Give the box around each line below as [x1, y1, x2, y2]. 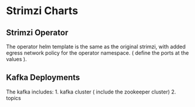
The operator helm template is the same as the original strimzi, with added [6, 43, 186, 50]
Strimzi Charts [6, 4, 78, 18]
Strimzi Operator [6, 28, 69, 38]
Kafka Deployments [6, 72, 80, 83]
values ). [6, 56, 27, 62]
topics [6, 94, 22, 101]
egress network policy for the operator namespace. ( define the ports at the [6, 49, 189, 56]
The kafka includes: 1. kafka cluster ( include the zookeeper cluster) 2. [6, 88, 176, 95]
